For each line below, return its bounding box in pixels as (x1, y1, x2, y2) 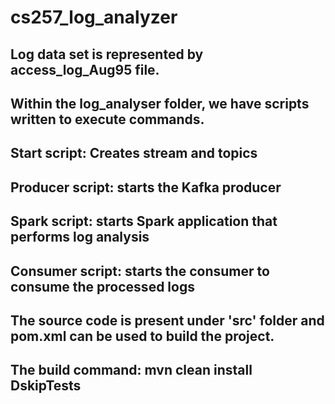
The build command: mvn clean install (10, 362, 253, 379)
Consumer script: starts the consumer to (10, 262, 270, 280)
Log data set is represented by (10, 46, 204, 63)
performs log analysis (10, 229, 150, 246)
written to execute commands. (10, 111, 205, 128)
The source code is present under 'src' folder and (10, 312, 325, 329)
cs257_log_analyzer (10, 6, 178, 29)
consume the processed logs (10, 278, 195, 295)
